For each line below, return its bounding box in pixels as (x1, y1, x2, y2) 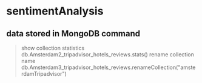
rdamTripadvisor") (21, 70, 67, 77)
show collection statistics (21, 44, 85, 51)
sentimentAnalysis (6, 4, 104, 18)
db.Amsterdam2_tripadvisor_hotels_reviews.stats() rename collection (21, 51, 194, 58)
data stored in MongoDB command (6, 28, 141, 39)
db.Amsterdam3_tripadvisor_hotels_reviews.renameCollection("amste (21, 64, 196, 71)
